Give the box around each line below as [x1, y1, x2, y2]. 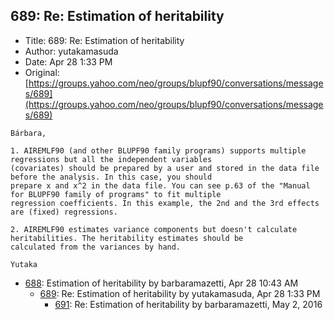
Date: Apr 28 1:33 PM [24, 55, 113, 68]
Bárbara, [10, 128, 47, 138]
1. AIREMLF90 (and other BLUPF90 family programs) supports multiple [10, 145, 307, 156]
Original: [24, 66, 60, 78]
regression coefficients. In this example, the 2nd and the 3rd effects [10, 198, 320, 208]
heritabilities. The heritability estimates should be [10, 233, 244, 243]
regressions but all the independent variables [10, 154, 213, 164]
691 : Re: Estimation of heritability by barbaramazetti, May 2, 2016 [54, 298, 323, 310]
